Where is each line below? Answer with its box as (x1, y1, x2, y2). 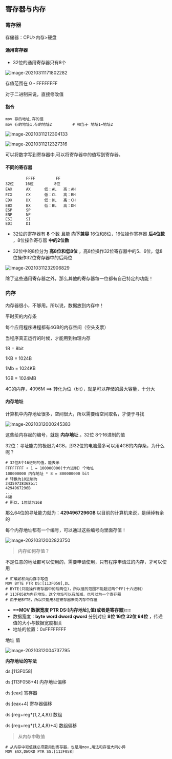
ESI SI (5, 217, 31, 222)
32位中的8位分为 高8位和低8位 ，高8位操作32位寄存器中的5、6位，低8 (12, 248, 163, 254)
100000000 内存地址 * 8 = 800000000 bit (5, 471, 90, 476)
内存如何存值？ (17, 547, 50, 554)
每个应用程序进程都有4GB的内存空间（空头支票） (5, 324, 109, 330)
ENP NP (5, 212, 31, 217)
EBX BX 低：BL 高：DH (5, 203, 76, 208)
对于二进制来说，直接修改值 (5, 91, 64, 97)
